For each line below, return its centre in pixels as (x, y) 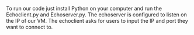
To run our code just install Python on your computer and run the (84, 8)
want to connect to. (30, 27)
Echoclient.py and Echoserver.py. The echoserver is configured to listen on (96, 15)
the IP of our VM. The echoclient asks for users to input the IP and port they (97, 21)
